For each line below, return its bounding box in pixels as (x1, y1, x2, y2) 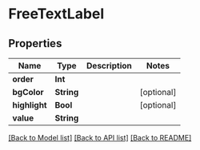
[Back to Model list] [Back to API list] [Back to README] (8, 133, 192, 142)
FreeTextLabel (8, 5, 105, 23)
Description (86, 61, 132, 71)
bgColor (12, 87, 44, 97)
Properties (8, 37, 62, 50)
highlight (12, 100, 47, 110)
